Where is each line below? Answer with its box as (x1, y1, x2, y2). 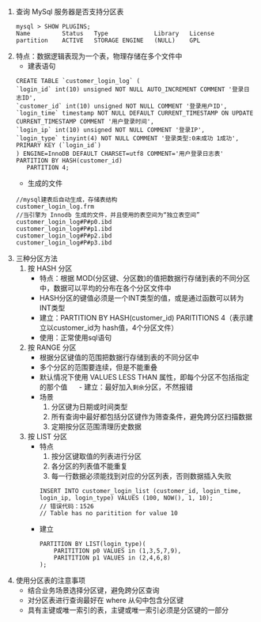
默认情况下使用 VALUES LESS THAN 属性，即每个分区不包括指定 (39, 373, 250, 381)
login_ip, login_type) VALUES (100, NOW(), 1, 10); (39, 494, 214, 502)
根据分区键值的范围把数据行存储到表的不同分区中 (39, 353, 199, 362)
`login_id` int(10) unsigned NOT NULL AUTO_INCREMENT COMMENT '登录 (15, 85, 244, 93)
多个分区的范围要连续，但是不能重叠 (39, 362, 158, 372)
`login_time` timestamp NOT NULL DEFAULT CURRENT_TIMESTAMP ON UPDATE (15, 109, 254, 117)
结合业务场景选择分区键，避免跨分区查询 (27, 586, 160, 595)
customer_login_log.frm (15, 203, 95, 210)
